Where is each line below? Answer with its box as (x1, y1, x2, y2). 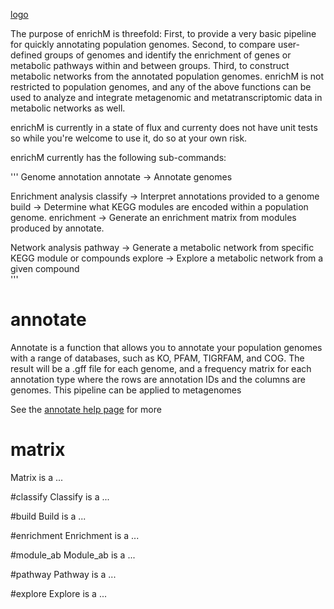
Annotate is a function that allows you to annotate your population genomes (10, 341, 323, 353)
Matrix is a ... (10, 471, 64, 483)
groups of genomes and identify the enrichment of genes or (44, 49, 292, 61)
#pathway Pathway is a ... (10, 568, 117, 580)
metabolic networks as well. (10, 102, 126, 114)
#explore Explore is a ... (10, 587, 108, 599)
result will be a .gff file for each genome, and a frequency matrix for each (10, 362, 312, 374)
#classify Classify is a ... (10, 490, 110, 503)
